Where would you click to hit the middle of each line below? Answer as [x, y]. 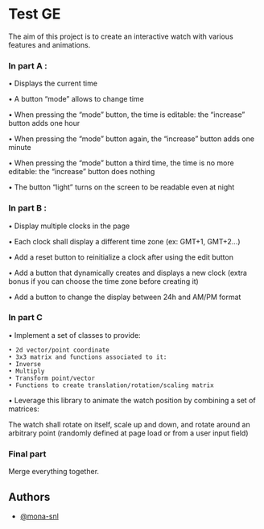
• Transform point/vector [52, 378]
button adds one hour [44, 123]
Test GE [35, 14]
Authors [29, 497]
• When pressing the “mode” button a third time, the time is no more [122, 163]
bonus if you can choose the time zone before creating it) [103, 281]
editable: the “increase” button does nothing [82, 172]
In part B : [27, 208]
